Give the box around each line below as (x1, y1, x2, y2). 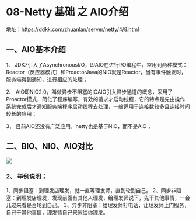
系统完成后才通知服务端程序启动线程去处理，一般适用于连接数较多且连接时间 (6, 103, 190, 110)
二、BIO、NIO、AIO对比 (6, 141, 93, 151)
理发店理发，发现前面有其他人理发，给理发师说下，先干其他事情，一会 (21, 194, 190, 201)
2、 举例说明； (6, 172, 48, 181)
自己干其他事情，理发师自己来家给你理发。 (6, 209, 108, 216)
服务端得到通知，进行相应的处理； (6, 75, 88, 82)
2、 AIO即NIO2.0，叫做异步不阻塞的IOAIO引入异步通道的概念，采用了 (6, 88, 173, 95)
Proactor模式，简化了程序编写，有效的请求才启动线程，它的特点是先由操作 (6, 95, 185, 102)
